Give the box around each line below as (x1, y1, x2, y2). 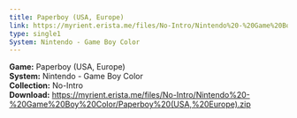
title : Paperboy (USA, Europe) (9, 12, 125, 22)
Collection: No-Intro (9, 80, 84, 91)
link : (9, 21, 29, 30)
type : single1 (9, 29, 62, 38)
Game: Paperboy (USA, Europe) (9, 62, 126, 72)
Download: (9, 90, 50, 100)
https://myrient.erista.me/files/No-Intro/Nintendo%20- (51, 90, 250, 100)
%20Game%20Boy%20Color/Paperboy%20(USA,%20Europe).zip (9, 99, 252, 110)
